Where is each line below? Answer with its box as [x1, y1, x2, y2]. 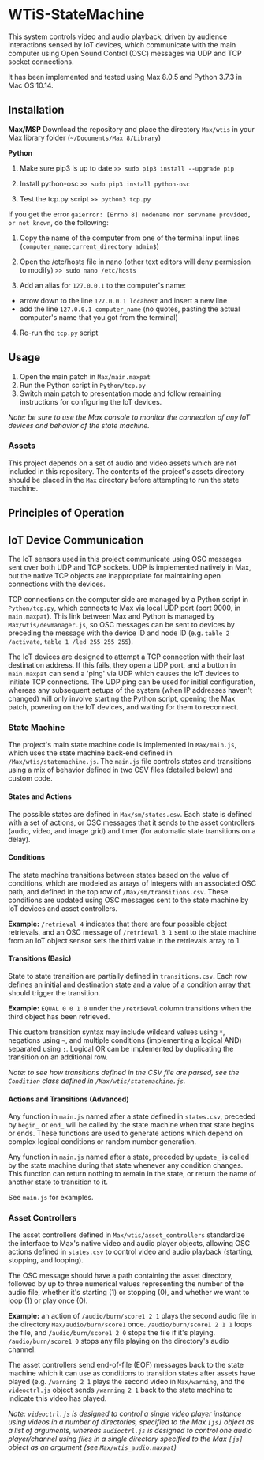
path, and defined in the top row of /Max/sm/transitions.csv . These [8, 886, 229, 896]
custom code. [8, 773, 53, 783]
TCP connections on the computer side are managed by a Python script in [8, 595, 248, 604]
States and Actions [8, 792, 73, 801]
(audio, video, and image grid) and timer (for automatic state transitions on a [8, 826, 256, 835]
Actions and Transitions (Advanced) [8, 1094, 130, 1104]
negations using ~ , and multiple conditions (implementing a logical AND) [8, 1035, 242, 1044]
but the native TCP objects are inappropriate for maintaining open [8, 571, 221, 581]
